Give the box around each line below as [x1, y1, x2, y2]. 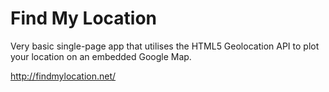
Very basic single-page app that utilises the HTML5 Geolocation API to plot [10, 40, 320, 52]
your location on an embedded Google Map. [10, 50, 192, 62]
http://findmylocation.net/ [10, 70, 117, 82]
